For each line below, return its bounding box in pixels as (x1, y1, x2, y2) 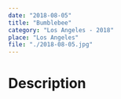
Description (8, 75, 86, 93)
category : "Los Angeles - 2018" (8, 26, 114, 34)
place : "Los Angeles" (8, 33, 79, 42)
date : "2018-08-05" (8, 11, 72, 20)
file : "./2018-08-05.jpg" (8, 41, 93, 49)
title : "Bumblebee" (8, 19, 72, 27)
